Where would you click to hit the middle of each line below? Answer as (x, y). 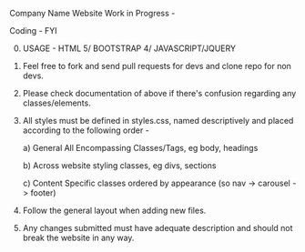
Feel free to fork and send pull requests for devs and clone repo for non (157, 66)
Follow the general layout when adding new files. (114, 210)
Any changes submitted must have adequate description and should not (158, 228)
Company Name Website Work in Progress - (92, 13)
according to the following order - (86, 130)
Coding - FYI (33, 30)
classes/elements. (56, 103)
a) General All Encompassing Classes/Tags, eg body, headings (140, 148)
